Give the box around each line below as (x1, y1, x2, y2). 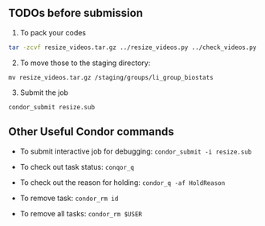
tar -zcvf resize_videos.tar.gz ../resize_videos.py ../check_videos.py (8, 43, 257, 51)
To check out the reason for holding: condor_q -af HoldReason (19, 177, 226, 187)
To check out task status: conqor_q (19, 162, 135, 171)
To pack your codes (19, 27, 87, 37)
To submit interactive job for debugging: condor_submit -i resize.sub (19, 146, 252, 156)
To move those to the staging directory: (19, 58, 151, 68)
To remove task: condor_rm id (19, 193, 119, 203)
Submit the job (19, 88, 69, 97)
